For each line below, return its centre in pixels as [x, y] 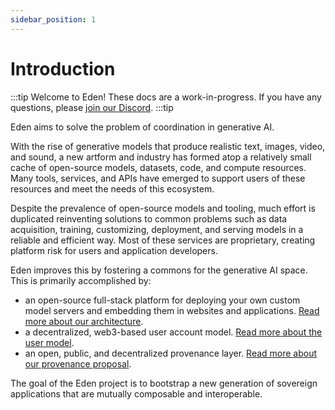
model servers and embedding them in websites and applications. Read [172, 310]
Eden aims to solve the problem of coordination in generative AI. [142, 127]
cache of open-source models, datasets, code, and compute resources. [158, 167]
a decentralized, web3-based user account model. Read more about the [173, 332]
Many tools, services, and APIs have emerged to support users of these [158, 178]
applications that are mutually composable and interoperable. [136, 393]
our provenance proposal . [78, 363]
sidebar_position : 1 [53, 19]
